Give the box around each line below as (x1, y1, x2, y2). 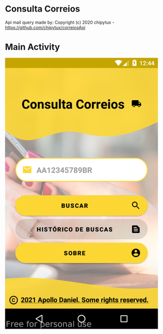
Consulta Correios (5, 3, 81, 15)
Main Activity (5, 42, 60, 53)
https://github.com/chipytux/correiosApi (5, 24, 86, 30)
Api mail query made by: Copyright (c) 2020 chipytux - (5, 19, 115, 25)
